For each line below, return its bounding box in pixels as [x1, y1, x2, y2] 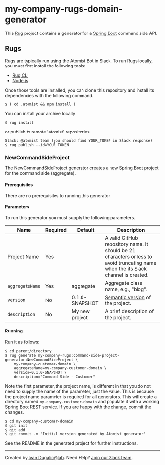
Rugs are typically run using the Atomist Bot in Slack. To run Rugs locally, [5, 58, 153, 64]
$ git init [5, 423, 27, 428]
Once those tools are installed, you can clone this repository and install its [5, 87, 155, 93]
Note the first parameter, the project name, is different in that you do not [5, 383, 151, 389]
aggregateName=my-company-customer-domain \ [14, 365, 107, 370]
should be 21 [105, 247, 136, 254]
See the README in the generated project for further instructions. [5, 440, 138, 446]
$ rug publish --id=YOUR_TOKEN [5, 142, 69, 147]
